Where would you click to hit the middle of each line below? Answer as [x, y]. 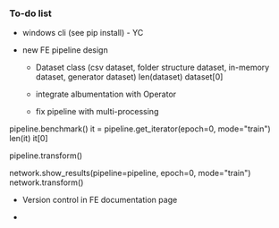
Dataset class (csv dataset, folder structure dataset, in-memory [152, 68]
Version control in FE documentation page [100, 200]
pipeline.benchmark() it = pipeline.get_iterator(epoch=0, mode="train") [140, 129]
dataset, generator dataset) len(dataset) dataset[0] [129, 77]
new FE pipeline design [65, 50]
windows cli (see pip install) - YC [83, 33]
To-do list [30, 13]
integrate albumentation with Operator [106, 94]
